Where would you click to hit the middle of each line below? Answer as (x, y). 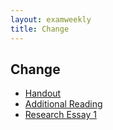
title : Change (40, 29)
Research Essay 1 (60, 115)
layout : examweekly (51, 19)
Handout (43, 93)
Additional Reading (63, 104)
